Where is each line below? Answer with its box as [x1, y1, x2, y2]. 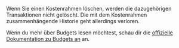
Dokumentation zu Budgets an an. [6, 36, 89, 42]
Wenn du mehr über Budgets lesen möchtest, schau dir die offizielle [6, 29, 173, 36]
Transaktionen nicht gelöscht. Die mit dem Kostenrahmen [6, 11, 147, 18]
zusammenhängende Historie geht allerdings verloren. [6, 18, 140, 24]
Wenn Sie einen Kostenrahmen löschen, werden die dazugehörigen [6, 5, 172, 12]
